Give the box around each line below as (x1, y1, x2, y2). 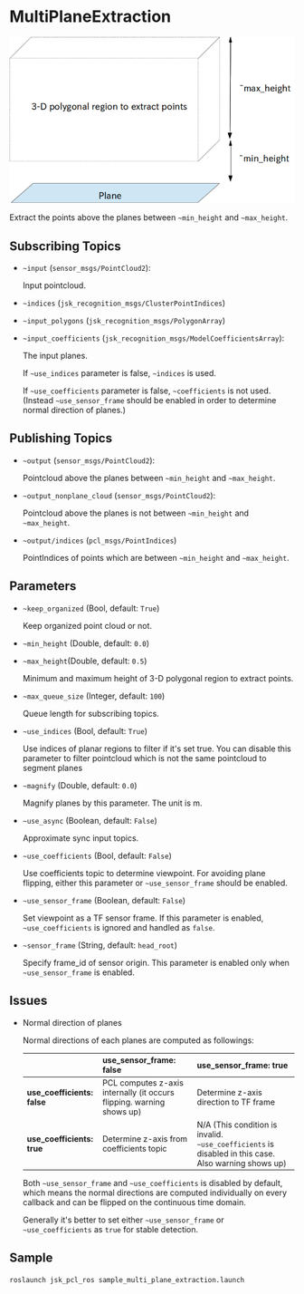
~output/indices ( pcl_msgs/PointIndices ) (22, 535, 177, 546)
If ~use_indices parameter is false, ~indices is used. (22, 368, 217, 379)
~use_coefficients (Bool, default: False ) (22, 850, 172, 861)
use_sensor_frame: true (196, 1059, 289, 1070)
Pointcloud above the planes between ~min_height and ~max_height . (22, 472, 276, 483)
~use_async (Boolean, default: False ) (22, 815, 158, 826)
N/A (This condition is (196, 1119, 278, 1130)
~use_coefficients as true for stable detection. (22, 1224, 199, 1235)
